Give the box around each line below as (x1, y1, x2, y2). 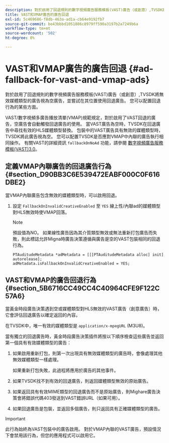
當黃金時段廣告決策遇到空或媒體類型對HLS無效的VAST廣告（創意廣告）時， (5, 306, 162, 312)
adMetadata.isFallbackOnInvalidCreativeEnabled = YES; (12, 261, 130, 266)
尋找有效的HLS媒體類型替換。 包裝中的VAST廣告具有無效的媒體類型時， (14, 127, 163, 133)
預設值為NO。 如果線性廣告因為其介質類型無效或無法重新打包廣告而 (12, 229, 153, 235)
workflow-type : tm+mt (5, 26, 51, 31)
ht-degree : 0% (5, 36, 35, 41)
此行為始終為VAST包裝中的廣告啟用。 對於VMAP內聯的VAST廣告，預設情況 (5, 426, 161, 432)
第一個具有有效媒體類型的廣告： (5, 340, 71, 346)
